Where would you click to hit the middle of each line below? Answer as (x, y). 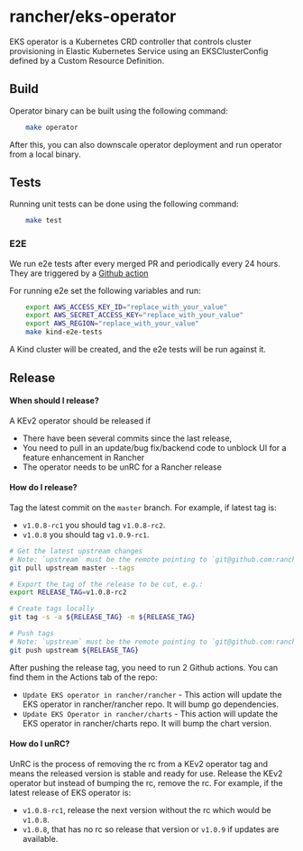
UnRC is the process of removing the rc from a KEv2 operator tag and (139, 764)
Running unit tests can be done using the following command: (124, 204)
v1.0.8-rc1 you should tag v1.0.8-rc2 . (94, 525)
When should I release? (54, 401)
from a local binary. (45, 154)
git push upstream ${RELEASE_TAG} (74, 650)
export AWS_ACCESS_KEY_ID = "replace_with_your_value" (127, 307)
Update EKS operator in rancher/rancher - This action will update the (152, 694)
